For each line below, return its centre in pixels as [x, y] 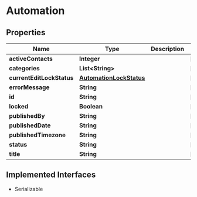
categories [24, 68]
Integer [89, 59]
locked [19, 106]
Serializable [29, 189]
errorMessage [29, 87]
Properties [26, 33]
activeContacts [31, 59]
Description [167, 49]
